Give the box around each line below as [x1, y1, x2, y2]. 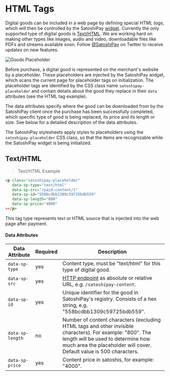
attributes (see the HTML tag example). [5, 93, 88, 99]
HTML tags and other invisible [62, 323, 134, 330]
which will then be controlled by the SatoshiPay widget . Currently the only [5, 25, 159, 31]
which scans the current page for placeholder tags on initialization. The [5, 77, 154, 83]
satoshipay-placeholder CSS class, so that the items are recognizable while [5, 134, 163, 140]
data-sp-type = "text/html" [12, 182, 67, 187]
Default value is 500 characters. [62, 348, 139, 355]
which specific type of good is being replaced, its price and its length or [5, 114, 155, 120]
